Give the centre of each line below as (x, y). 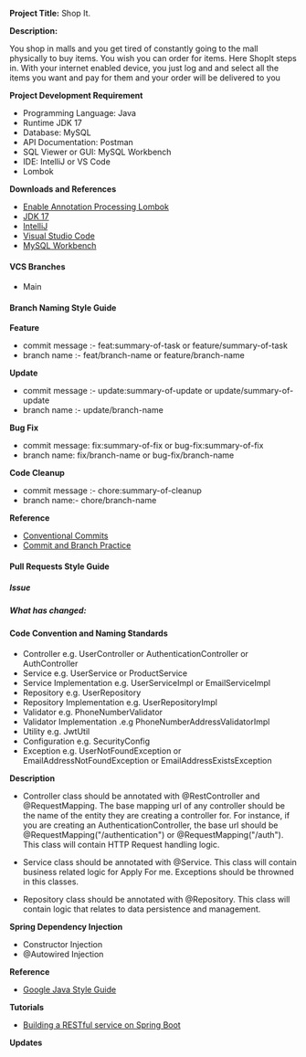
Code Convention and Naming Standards (89, 633)
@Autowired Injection (63, 954)
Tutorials (26, 1007)
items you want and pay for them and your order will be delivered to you (145, 78)
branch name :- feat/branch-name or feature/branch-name (133, 355)
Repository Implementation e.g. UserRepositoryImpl (120, 702)
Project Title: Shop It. (50, 13)
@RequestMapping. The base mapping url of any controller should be (154, 805)
